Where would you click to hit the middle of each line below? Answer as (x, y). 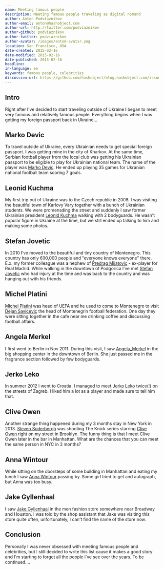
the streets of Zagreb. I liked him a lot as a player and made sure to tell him (80, 391)
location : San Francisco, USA (36, 46)
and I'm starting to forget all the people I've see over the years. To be (74, 557)
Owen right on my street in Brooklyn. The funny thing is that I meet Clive (78, 434)
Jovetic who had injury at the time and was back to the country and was (78, 274)
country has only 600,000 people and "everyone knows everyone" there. (79, 258)
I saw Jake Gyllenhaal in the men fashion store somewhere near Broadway (80, 509)
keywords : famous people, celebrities (44, 73)
